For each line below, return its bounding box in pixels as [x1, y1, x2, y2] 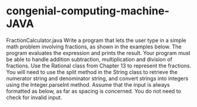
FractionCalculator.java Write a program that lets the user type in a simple [6, 36, 186, 44]
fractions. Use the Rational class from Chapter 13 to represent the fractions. [6, 62, 192, 69]
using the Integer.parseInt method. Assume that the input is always [6, 81, 170, 88]
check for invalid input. [6, 94, 62, 101]
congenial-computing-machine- [6, 4, 170, 18]
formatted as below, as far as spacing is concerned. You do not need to [6, 87, 182, 94]
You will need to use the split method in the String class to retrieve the [6, 68, 178, 75]
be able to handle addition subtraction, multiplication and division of [6, 56, 173, 63]
